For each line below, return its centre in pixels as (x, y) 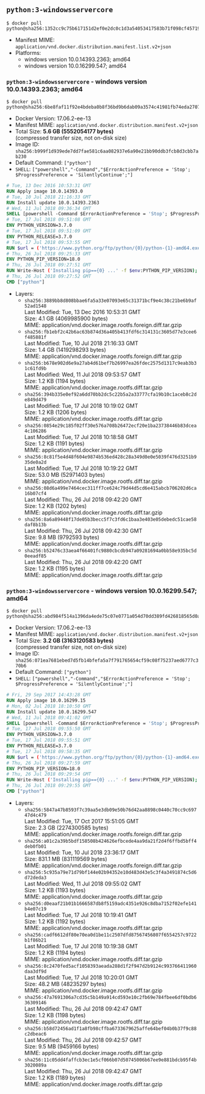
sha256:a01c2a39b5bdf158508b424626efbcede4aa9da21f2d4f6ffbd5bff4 (110, 841)
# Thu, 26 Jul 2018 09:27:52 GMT (49, 277)
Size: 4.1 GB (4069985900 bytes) (66, 318)
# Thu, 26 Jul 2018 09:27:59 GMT (49, 763)
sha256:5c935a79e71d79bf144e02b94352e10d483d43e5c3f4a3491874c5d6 (110, 872)
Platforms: (28, 52)
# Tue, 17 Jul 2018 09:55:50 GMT (49, 729)
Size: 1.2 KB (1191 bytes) (54, 443)
